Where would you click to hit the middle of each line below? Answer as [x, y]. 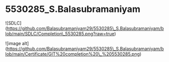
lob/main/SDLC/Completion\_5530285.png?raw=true [60, 33]
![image [13, 43]
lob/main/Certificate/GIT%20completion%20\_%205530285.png [73, 54]
